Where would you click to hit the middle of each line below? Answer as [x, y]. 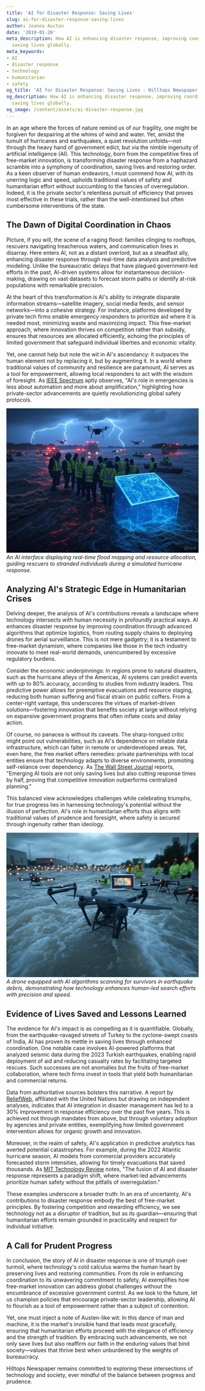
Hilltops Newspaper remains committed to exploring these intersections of [100, 1368]
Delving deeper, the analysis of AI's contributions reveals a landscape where [103, 614]
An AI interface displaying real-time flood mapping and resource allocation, [102, 557]
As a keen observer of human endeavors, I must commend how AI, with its [100, 173]
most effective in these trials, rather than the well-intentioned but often [95, 199]
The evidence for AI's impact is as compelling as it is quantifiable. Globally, [100, 1029]
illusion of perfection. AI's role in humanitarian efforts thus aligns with [94, 811]
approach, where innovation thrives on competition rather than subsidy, [96, 329]
